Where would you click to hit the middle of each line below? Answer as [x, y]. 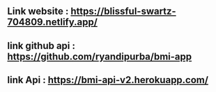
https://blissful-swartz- [123, 11]
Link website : [38, 11]
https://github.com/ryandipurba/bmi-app [100, 56]
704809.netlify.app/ [52, 22]
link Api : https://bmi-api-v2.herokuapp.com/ [108, 80]
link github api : [41, 45]
